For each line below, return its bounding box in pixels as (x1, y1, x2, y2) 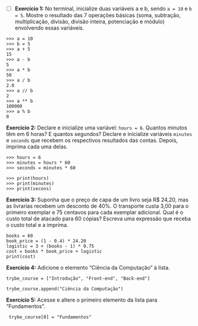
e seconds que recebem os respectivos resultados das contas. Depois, (6, 137, 178, 144)
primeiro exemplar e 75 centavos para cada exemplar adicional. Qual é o (6, 209, 183, 216)
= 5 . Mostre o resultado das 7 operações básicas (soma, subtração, (14, 12, 181, 19)
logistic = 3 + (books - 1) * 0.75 (6, 243, 95, 249)
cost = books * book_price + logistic (6, 249, 102, 255)
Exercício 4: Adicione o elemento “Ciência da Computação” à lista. (6, 264, 171, 271)
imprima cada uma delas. (6, 143, 68, 150)
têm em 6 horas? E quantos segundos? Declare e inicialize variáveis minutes (6, 131, 192, 138)
